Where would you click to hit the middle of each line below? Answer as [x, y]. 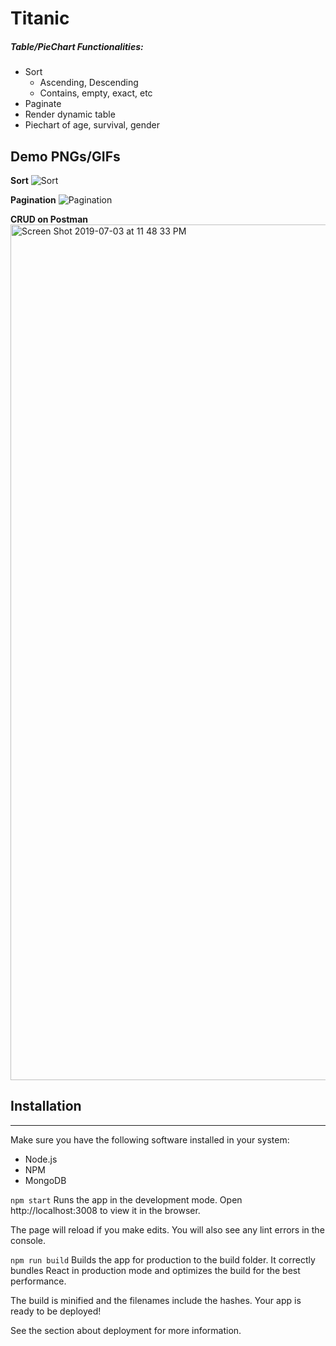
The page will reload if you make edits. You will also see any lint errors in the [167, 1229]
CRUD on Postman [49, 219]
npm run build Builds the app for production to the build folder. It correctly [163, 1259]
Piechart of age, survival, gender [92, 125]
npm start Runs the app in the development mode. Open [126, 1199]
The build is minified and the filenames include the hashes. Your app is [156, 1300]
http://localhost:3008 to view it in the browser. [105, 1210]
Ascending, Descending [89, 83]
